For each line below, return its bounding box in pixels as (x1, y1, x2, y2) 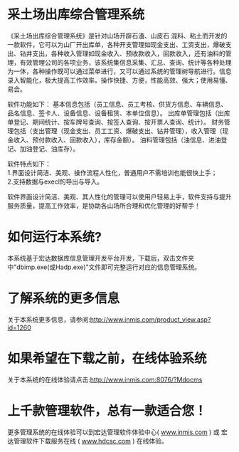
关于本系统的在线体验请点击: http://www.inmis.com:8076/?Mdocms (7, 375, 203, 384)
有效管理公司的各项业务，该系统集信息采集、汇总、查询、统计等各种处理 (19, 58, 232, 66)
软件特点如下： (7, 159, 51, 168)
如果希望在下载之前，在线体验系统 (7, 350, 208, 367)
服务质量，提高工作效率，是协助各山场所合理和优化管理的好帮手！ (7, 201, 201, 210)
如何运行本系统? (7, 229, 102, 246)
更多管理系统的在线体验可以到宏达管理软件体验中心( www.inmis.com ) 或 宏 (7, 428, 228, 436)
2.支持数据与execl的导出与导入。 (7, 177, 104, 186)
